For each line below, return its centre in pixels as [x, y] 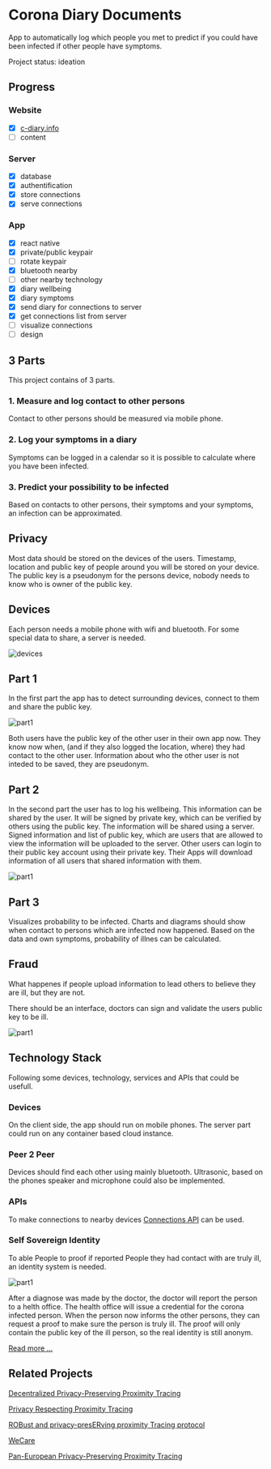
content [33, 137]
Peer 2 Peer [32, 1154]
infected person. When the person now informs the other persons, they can [134, 1315]
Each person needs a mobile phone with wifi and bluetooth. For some [124, 629]
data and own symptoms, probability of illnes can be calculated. [115, 939]
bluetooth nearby [49, 270]
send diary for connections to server [81, 307]
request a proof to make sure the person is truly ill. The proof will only [125, 1324]
